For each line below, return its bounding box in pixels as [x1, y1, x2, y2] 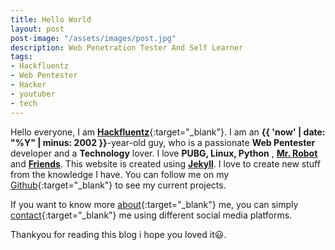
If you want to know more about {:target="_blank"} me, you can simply [10, 198, 299, 210]
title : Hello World [10, 14, 92, 25]
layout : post [10, 24, 65, 34]
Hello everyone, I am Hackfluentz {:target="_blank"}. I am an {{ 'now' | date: [10, 126, 326, 138]
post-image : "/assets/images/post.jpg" [10, 33, 177, 43]
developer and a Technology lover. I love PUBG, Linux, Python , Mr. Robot [10, 147, 318, 159]
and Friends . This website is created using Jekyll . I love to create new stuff [10, 157, 321, 170]
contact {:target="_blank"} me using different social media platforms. [10, 209, 293, 221]
